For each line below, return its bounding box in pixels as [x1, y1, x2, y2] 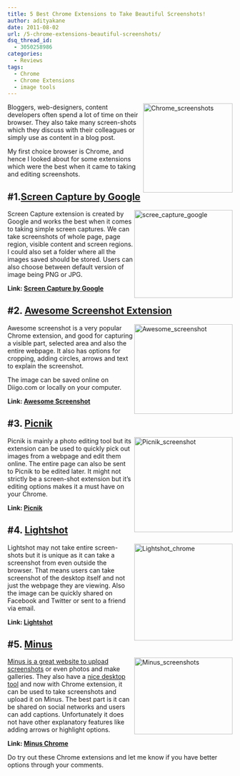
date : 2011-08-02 [7, 24, 59, 31]
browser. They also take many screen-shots [7, 119, 137, 127]
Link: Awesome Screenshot [7, 397, 91, 405]
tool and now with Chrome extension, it [7, 680, 123, 689]
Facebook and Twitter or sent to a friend [7, 596, 126, 605]
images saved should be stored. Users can [7, 255, 134, 264]
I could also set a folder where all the [7, 248, 116, 256]
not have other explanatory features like [7, 718, 125, 727]
